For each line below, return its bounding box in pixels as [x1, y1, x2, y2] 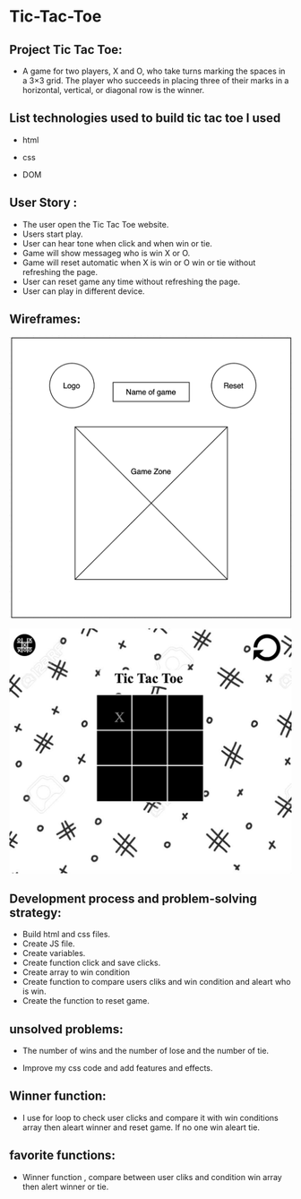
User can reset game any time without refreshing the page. [21, 276, 240, 287]
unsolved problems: [9, 1022, 124, 1037]
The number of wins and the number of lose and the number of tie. [21, 1046, 270, 1057]
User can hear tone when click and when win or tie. [21, 237, 213, 248]
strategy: [9, 905, 62, 920]
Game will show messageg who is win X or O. [21, 247, 191, 258]
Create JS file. [21, 938, 75, 949]
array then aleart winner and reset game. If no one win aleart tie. [21, 1122, 260, 1133]
